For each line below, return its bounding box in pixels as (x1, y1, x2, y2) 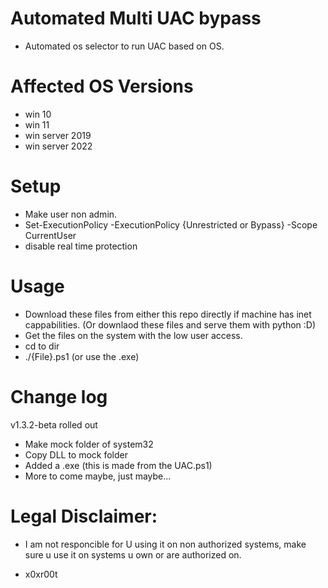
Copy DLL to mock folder (24, 448, 129, 461)
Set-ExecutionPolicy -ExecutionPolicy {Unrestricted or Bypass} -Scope (24, 218, 318, 231)
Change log (10, 385, 108, 408)
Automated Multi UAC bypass (10, 7, 262, 30)
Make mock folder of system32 (24, 438, 154, 450)
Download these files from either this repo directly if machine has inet (24, 308, 312, 320)
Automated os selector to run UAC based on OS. (24, 40, 225, 52)
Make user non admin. (24, 208, 118, 220)
